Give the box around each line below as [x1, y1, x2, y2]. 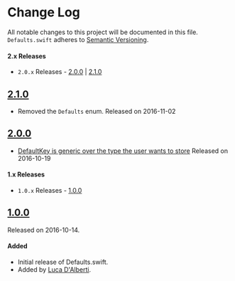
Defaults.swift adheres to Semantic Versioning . [7, 35, 149, 43]
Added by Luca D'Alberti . [17, 265, 92, 274]
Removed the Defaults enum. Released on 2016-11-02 [17, 107, 176, 115]
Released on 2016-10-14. [7, 226, 80, 234]
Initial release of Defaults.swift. [17, 258, 109, 266]
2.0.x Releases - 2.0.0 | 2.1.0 [17, 68, 102, 76]
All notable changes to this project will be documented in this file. [7, 28, 199, 36]
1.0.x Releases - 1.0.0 [17, 186, 82, 194]
